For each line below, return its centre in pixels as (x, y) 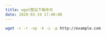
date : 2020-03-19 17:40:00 (34, 14)
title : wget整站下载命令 (29, 10)
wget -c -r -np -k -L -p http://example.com (53, 28)
